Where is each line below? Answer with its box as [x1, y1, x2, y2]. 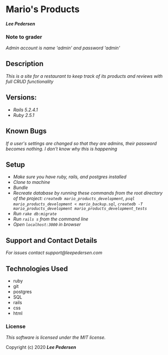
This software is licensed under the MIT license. [6, 334, 106, 341]
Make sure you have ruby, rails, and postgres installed [13, 174, 127, 180]
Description [6, 59, 44, 68]
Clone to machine [13, 179, 50, 185]
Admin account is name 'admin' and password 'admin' [6, 45, 120, 51]
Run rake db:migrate [13, 211, 57, 217]
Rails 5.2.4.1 [13, 107, 38, 113]
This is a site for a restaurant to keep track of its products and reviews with [6, 73, 163, 79]
